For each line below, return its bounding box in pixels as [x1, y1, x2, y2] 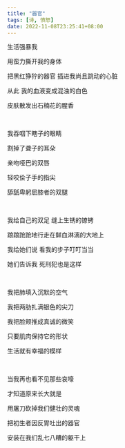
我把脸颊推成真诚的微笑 [7, 318, 74, 326]
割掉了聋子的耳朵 [7, 144, 56, 153]
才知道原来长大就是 [7, 389, 62, 398]
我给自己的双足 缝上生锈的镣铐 [7, 216, 94, 224]
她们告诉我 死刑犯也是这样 [7, 260, 81, 269]
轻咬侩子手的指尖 [7, 173, 56, 182]
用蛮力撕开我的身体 [7, 57, 62, 66]
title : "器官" [7, 10, 46, 17]
